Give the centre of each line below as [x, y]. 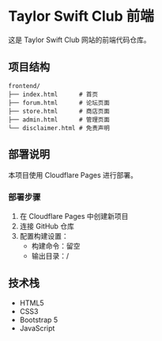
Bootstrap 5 [39, 320]
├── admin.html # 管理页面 [59, 120]
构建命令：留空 [56, 246]
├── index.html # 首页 [53, 94]
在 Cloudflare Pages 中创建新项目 [74, 216]
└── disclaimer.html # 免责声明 [59, 128]
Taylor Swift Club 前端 [81, 16]
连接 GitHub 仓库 [47, 226]
